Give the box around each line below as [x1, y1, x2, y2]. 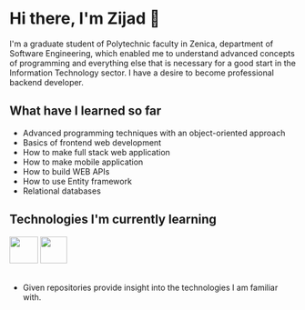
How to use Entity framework [22, 175, 132, 186]
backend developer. [9, 76, 85, 87]
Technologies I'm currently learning [9, 212, 217, 227]
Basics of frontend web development [22, 136, 162, 148]
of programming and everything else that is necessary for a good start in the [9, 57, 296, 68]
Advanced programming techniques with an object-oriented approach [22, 127, 286, 138]
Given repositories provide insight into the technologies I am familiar [22, 282, 279, 293]
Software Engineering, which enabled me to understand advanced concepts [9, 47, 296, 58]
